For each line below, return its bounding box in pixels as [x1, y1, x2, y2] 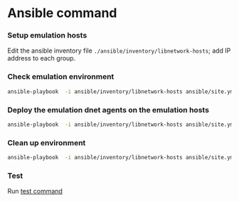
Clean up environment [7, 137, 86, 147]
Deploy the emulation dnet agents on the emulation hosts [7, 105, 210, 115]
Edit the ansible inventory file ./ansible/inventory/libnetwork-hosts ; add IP [7, 46, 231, 55]
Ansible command [7, 5, 117, 21]
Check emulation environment [7, 72, 115, 82]
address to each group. [7, 54, 76, 63]
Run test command [7, 187, 63, 196]
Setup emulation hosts [7, 31, 87, 41]
